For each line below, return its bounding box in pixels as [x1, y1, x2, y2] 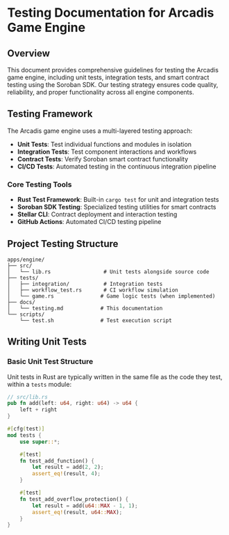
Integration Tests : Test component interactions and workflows [17, 147, 197, 156]
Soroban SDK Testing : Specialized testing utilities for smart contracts [17, 203, 217, 211]
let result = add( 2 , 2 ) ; [32, 464, 104, 471]
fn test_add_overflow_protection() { [19, 495, 129, 502]
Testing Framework [7, 108, 93, 120]
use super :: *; [19, 438, 60, 445]
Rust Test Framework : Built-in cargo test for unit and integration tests [17, 195, 219, 204]
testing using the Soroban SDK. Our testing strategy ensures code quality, [7, 81, 219, 88]
